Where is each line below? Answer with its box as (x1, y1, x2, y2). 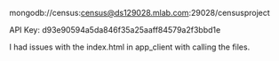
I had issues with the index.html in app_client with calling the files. (9, 42, 251, 52)
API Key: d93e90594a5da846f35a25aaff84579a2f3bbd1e (9, 25, 221, 34)
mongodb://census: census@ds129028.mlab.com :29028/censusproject (9, 8, 271, 18)
